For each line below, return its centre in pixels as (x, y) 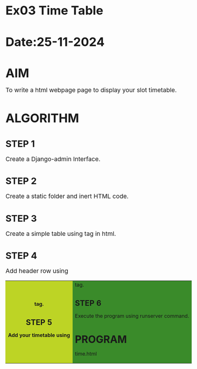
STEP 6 (88, 303)
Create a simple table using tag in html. (61, 233)
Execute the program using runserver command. (132, 316)
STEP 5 (39, 322)
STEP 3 (21, 218)
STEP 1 (20, 143)
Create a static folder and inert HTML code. (67, 196)
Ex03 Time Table (54, 10)
